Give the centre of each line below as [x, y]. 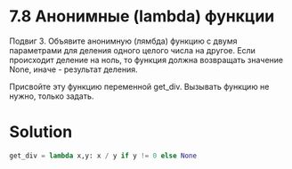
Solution [41, 132]
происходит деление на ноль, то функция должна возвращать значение [146, 60]
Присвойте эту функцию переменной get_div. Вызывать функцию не [139, 86]
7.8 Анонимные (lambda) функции [142, 16]
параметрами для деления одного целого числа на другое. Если [133, 50]
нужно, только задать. [52, 96]
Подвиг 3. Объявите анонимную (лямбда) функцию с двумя [123, 41]
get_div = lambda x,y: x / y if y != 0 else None [103, 156]
